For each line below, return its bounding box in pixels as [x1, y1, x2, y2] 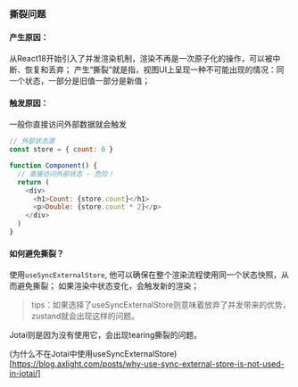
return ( [17, 177, 50, 186]
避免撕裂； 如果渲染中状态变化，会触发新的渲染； [16, 281, 199, 292]
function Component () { [9, 161, 98, 170]
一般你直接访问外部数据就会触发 [9, 119, 127, 130]
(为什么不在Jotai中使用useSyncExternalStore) [9, 349, 178, 359]
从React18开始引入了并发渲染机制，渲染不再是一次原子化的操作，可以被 [9, 54, 273, 64]
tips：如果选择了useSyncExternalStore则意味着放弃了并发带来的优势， [30, 300, 291, 310]
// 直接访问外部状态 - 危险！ [17, 169, 115, 178]
